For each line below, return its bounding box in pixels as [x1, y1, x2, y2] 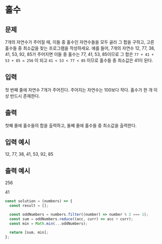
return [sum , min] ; [9, 230, 49, 235]
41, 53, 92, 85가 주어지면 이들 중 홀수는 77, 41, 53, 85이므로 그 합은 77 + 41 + [5, 52, 154, 57]
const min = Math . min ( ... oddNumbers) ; [9, 221, 88, 226]
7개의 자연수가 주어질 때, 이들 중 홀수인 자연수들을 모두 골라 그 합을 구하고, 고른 [5, 39, 155, 45]
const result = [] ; [9, 203, 49, 208]
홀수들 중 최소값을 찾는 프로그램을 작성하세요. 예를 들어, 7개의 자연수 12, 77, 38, [5, 45, 155, 51]
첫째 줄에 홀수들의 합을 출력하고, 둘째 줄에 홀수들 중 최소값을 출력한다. [5, 122, 137, 128]
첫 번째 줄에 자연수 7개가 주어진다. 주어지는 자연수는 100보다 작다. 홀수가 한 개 [5, 87, 153, 93]
